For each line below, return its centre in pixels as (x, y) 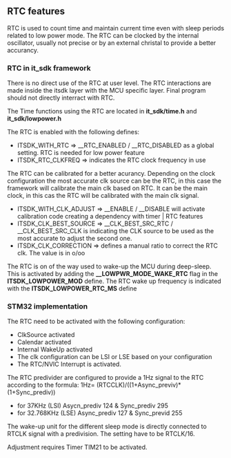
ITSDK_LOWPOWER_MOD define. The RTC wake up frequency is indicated (114, 281)
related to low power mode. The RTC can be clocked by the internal (103, 35)
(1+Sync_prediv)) (31, 392)
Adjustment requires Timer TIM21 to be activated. (77, 447)
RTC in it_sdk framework (49, 68)
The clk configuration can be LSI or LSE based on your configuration (114, 357)
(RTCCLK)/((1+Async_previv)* (139, 385)
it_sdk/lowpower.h (34, 119)
